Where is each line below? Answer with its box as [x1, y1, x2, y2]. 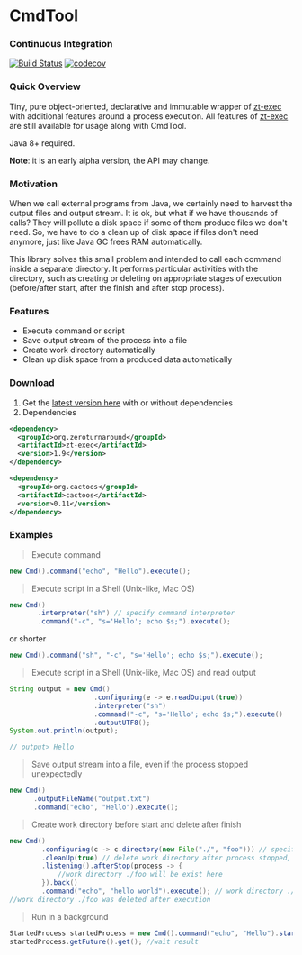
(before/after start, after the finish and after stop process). [9, 283, 225, 294]
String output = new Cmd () [9, 685, 111, 694]
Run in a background [31, 911, 109, 922]
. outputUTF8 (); [93, 718, 151, 727]
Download [9, 377, 56, 389]
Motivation [9, 177, 58, 190]
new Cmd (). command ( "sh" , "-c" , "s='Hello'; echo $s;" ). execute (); [9, 650, 263, 660]
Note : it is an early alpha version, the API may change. [9, 155, 210, 166]
